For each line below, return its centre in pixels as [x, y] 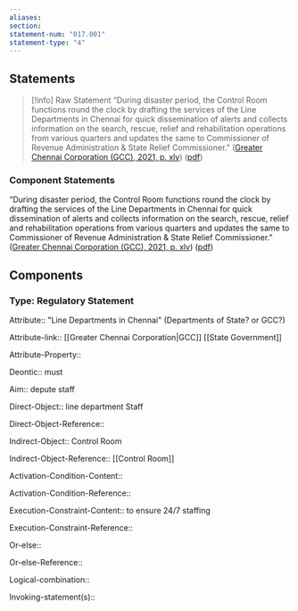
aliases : [25, 17]
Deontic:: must [36, 372]
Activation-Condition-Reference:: [70, 493]
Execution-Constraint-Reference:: [71, 528]
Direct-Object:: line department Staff [76, 406]
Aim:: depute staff [42, 389]
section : [25, 26]
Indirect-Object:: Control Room [66, 441]
